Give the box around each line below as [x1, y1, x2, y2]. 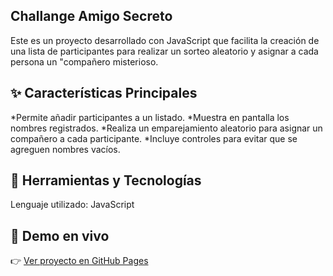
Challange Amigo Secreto [10, 8, 173, 25]
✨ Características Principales [10, 85, 198, 102]
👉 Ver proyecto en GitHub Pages [10, 255, 149, 267]
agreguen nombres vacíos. [10, 143, 121, 155]
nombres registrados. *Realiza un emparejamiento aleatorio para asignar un [10, 122, 323, 134]
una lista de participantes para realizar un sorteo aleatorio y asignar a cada [10, 45, 319, 57]
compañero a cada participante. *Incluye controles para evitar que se [10, 132, 298, 144]
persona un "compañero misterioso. [10, 55, 159, 68]
